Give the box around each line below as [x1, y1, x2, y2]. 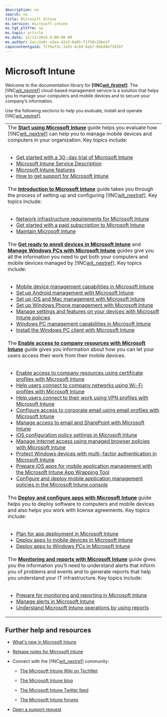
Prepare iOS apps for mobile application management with [16, 463, 153, 470]
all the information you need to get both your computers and [7, 253, 148, 260]
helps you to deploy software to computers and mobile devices [7, 500, 155, 507]
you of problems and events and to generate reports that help [7, 568, 151, 575]
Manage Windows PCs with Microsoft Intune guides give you [7, 247, 154, 254]
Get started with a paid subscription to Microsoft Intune [16, 222, 145, 229]
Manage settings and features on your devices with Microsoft [16, 308, 160, 315]
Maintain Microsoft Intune [16, 228, 76, 235]
